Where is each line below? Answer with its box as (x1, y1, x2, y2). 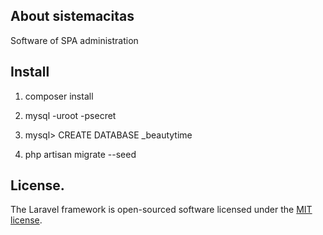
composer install (24, 90, 94, 102)
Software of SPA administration (10, 34, 139, 46)
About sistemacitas (10, 8, 135, 25)
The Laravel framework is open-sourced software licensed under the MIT (10, 204, 313, 216)
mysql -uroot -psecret (24, 109, 117, 121)
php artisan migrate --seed (24, 148, 137, 160)
